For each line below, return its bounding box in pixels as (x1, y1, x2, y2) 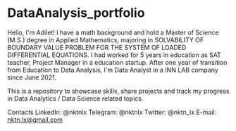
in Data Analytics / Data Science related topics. (7, 94, 144, 103)
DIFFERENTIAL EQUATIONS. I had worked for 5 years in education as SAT (7, 51, 222, 59)
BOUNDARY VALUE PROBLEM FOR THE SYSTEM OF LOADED (7, 43, 187, 51)
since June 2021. (7, 73, 57, 82)
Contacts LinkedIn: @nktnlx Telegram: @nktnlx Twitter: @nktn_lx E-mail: (7, 108, 217, 116)
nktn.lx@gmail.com (7, 115, 63, 124)
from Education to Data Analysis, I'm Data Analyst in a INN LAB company (7, 65, 218, 74)
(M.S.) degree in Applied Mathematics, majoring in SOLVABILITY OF (7, 35, 204, 44)
